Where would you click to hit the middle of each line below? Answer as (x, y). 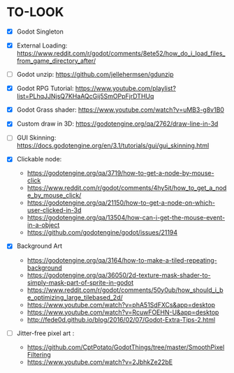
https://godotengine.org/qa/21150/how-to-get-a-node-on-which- (121, 203)
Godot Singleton (40, 31)
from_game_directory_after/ (56, 61)
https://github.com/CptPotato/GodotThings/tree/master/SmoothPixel (126, 347)
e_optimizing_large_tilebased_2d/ (75, 297)
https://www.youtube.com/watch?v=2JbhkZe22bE (100, 362)
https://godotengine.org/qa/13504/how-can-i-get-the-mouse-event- (126, 218)
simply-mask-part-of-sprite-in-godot (80, 282)
